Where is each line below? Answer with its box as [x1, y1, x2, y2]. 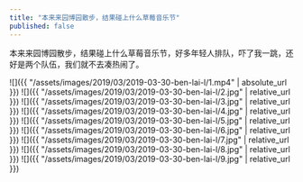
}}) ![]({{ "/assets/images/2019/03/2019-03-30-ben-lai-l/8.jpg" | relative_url [9, 143, 290, 154]
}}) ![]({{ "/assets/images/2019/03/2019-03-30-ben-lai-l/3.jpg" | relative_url [9, 96, 290, 106]
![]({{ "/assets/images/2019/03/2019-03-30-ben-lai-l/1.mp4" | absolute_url [9, 77, 288, 87]
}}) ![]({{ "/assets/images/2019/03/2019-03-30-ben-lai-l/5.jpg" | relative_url [9, 114, 290, 126]
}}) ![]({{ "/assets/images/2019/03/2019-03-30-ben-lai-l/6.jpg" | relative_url [9, 124, 290, 135]
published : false [9, 22, 75, 31]
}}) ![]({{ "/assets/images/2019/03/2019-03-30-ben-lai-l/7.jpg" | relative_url [9, 134, 289, 145]
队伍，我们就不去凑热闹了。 [40, 59, 144, 69]
